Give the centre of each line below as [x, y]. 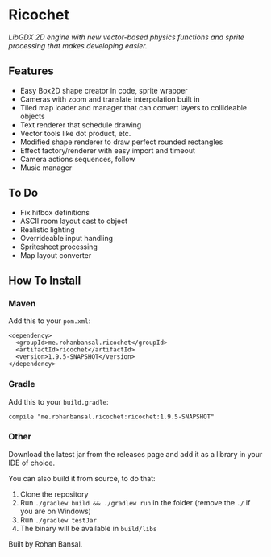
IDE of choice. [31, 463]
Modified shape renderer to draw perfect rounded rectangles [121, 142]
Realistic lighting [47, 229]
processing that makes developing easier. [78, 45]
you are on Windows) [55, 511]
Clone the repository [54, 494]
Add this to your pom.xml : [50, 321]
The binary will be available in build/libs [88, 528]
